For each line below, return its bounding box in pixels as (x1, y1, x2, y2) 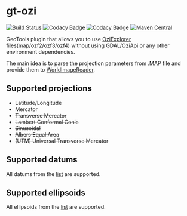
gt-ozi (6, 4, 37, 18)
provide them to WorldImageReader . (6, 66, 96, 73)
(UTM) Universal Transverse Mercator (14, 137, 109, 144)
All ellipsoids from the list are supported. (6, 203, 106, 211)
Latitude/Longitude (14, 99, 62, 106)
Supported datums (6, 155, 78, 165)
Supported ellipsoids (6, 187, 85, 198)
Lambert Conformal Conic (14, 118, 79, 125)
